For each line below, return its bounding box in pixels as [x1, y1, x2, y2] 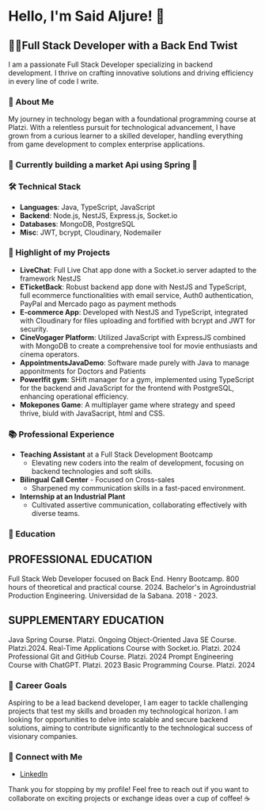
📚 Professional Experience [8, 428, 115, 439]
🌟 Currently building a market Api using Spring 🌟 [8, 159, 198, 170]
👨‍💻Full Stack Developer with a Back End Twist [8, 39, 238, 52]
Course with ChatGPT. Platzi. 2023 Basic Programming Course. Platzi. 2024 [8, 660, 256, 669]
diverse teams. [31, 509, 81, 518]
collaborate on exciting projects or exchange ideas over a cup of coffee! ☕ [8, 794, 251, 803]
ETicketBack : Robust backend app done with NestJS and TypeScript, [19, 281, 247, 292]
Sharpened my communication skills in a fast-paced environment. [31, 484, 246, 493]
